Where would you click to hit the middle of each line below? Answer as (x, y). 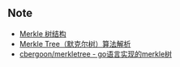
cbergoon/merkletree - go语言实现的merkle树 (95, 54)
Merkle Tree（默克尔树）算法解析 (75, 44)
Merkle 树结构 (43, 33)
